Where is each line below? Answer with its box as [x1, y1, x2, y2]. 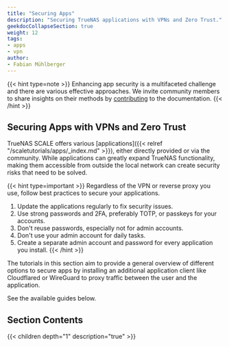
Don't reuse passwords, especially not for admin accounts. [16, 224, 184, 233]
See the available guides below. [7, 294, 97, 303]
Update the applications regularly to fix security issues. [16, 203, 173, 211]
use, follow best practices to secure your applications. [7, 189, 160, 197]
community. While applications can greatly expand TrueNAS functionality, [7, 154, 215, 162]
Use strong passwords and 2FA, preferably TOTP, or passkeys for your [16, 209, 217, 218]
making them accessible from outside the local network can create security [7, 162, 221, 170]
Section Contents [7, 314, 84, 326]
